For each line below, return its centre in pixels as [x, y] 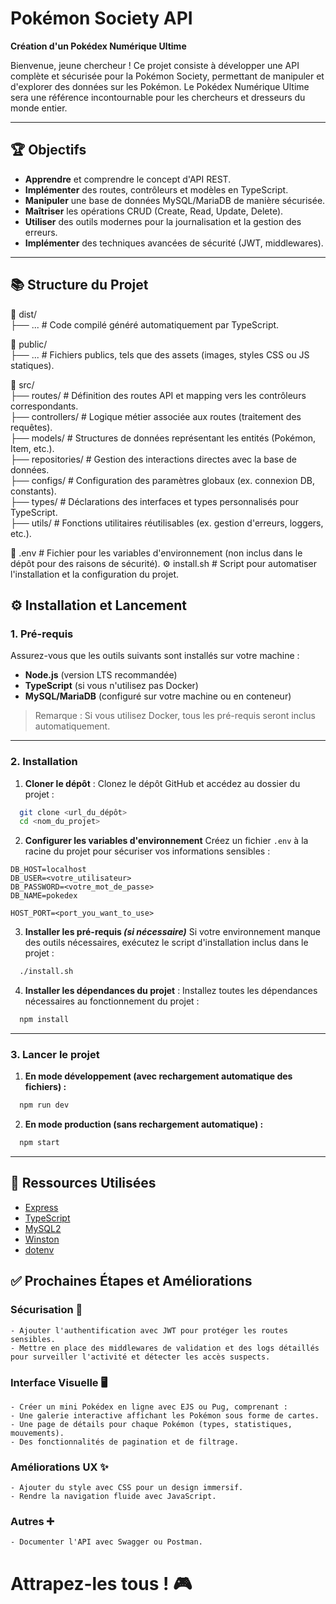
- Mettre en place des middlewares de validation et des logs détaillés [165, 1348]
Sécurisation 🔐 [46, 1310]
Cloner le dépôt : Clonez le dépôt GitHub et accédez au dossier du [162, 783]
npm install [44, 1020]
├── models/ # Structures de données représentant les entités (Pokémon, [163, 438]
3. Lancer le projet [55, 1054]
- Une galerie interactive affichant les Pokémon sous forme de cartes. [165, 1415]
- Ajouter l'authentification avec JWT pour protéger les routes [149, 1330]
